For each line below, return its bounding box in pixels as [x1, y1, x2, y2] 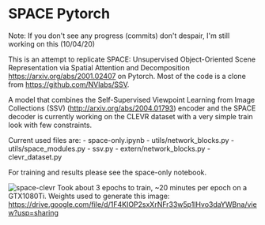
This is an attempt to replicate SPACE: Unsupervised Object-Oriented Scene [8, 54, 256, 64]
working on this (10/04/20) [8, 39, 96, 48]
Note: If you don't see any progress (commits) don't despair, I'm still [8, 31, 230, 40]
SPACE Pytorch [8, 5, 111, 23]
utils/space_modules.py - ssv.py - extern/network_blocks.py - [8, 144, 211, 153]
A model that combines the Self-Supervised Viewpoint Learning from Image [8, 95, 256, 104]
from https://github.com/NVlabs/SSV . [8, 80, 130, 89]
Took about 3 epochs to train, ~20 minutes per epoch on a [56, 182, 248, 192]
